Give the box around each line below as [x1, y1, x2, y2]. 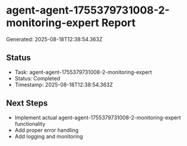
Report [101, 16, 136, 30]
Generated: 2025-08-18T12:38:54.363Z [6, 35, 103, 43]
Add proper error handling [14, 126, 79, 134]
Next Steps [6, 98, 48, 108]
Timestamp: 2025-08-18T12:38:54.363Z [14, 81, 114, 88]
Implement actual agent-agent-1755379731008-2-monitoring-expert [14, 113, 182, 121]
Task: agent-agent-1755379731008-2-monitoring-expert [14, 69, 152, 76]
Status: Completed [14, 74, 60, 82]
